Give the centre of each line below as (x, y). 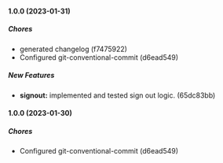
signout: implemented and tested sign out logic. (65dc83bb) (117, 95)
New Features (31, 76)
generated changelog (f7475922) (73, 49)
